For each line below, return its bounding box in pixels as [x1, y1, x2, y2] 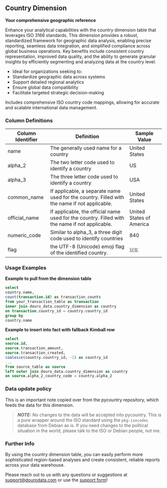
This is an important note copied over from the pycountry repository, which [5, 397, 159, 403]
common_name [7, 194, 44, 201]
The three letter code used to [50, 173, 118, 180]
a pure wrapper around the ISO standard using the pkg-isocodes [17, 417, 149, 423]
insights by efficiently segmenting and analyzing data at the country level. [5, 58, 157, 64]
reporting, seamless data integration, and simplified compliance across [5, 42, 151, 49]
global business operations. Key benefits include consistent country [5, 48, 144, 54]
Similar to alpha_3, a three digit [50, 229, 122, 236]
